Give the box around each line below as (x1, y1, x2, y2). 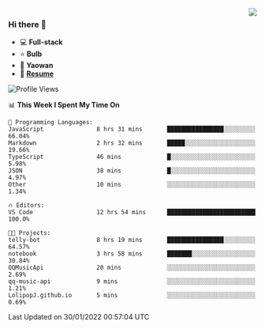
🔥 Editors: (8, 202, 45, 210)
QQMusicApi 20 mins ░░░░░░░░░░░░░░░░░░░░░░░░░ (8, 264, 256, 272)
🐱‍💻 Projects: (8, 229, 51, 237)
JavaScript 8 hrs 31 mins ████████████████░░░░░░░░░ (8, 126, 256, 134)
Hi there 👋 (8, 19, 47, 30)
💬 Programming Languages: (8, 119, 93, 127)
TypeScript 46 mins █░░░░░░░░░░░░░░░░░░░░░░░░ (8, 153, 256, 161)
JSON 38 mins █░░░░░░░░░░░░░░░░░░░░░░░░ (8, 167, 256, 175)
